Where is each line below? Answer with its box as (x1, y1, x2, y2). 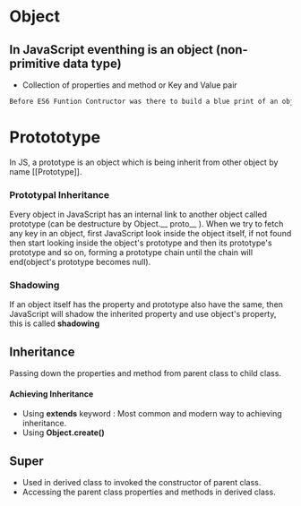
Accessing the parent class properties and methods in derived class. (21, 486, 276, 498)
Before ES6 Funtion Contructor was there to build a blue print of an (9, 97, 279, 106)
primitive (9, 56, 61, 71)
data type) (62, 56, 123, 71)
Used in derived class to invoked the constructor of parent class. (21, 477, 262, 488)
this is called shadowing (9, 318, 100, 329)
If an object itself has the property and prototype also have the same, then (9, 299, 284, 310)
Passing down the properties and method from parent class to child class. (9, 368, 282, 379)
